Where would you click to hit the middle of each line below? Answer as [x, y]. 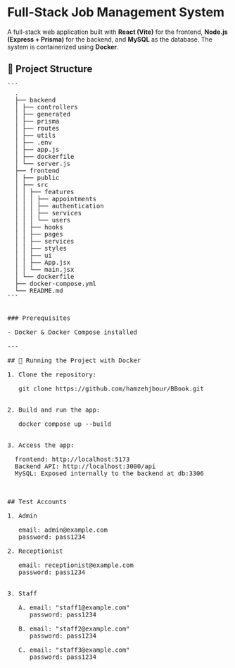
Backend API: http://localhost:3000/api [85, 466]
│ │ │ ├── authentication [59, 206]
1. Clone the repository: [52, 374]
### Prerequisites [39, 318]
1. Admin [22, 515]
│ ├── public [37, 178]
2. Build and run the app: [54, 410]
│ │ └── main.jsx [44, 269]
